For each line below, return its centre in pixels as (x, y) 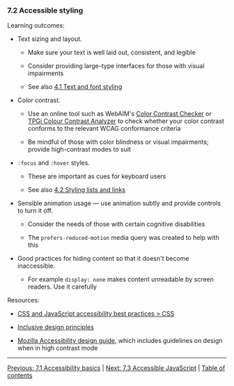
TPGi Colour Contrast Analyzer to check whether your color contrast (126, 121)
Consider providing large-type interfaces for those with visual (116, 66)
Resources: (23, 300)
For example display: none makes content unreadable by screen (121, 280)
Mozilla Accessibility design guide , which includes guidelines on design (120, 341)
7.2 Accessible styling (45, 10)
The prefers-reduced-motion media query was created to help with (123, 238)
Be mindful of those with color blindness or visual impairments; (118, 142)
